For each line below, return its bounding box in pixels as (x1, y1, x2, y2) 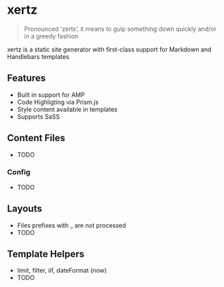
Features (7, 73, 46, 84)
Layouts (7, 203, 42, 214)
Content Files (7, 132, 66, 144)
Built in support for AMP (16, 90, 86, 99)
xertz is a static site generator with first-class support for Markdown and (7, 45, 212, 53)
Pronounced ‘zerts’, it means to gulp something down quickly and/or (23, 25, 217, 33)
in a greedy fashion (23, 32, 79, 40)
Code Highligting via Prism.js (16, 98, 99, 106)
